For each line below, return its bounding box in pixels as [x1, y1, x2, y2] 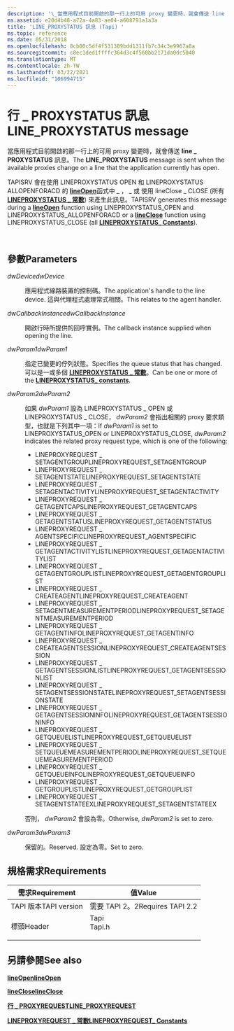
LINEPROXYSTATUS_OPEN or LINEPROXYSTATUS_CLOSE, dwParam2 [24, 430, 226, 437]
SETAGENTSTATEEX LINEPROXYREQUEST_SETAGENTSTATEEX [34, 800, 217, 808]
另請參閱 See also [7, 955, 82, 967]
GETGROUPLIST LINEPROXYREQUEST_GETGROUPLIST [34, 785, 193, 793]
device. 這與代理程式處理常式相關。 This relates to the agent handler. [24, 295, 222, 303]
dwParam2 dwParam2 [7, 390, 71, 398]
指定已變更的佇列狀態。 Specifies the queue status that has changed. [24, 360, 223, 367]
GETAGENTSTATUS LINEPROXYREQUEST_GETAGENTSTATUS [34, 517, 212, 526]
